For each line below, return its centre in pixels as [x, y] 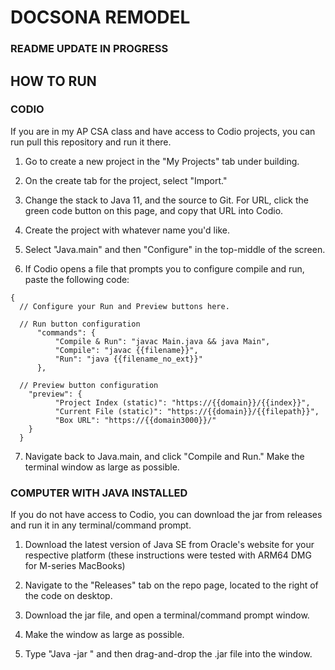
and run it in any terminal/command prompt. [101, 525]
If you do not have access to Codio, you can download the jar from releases [166, 515]
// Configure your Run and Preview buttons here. [124, 306]
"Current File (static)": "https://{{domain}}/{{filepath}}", [187, 411]
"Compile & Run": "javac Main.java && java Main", [162, 341]
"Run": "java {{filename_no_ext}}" [128, 359]
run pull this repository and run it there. [91, 142]
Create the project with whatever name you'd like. [127, 230]
